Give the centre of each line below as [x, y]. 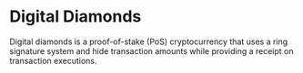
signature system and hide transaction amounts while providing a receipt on [151, 50]
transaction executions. [53, 60]
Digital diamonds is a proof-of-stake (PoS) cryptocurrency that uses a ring [149, 41]
